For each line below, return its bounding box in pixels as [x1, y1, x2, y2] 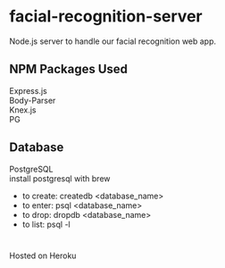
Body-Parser [9, 95, 56, 105]
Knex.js [9, 105, 37, 115]
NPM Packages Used [9, 62, 128, 77]
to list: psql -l [21, 219, 71, 230]
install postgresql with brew [9, 172, 111, 184]
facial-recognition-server [9, 6, 203, 27]
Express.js [9, 85, 47, 96]
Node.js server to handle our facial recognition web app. [9, 36, 217, 46]
